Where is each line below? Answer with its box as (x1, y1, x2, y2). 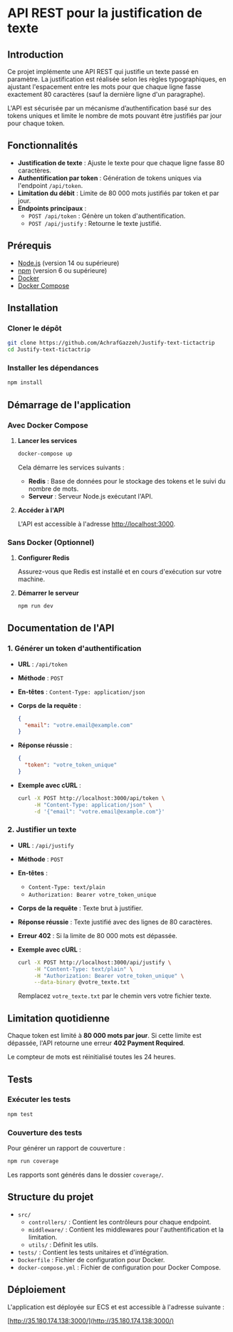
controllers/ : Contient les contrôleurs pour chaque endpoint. (28, 1217, 212, 1226)
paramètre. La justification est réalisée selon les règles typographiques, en (7, 75, 227, 83)
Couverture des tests (7, 1128, 83, 1138)
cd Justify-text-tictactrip (7, 346, 91, 353)
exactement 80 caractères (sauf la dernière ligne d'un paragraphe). (7, 90, 205, 98)
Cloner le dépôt (7, 323, 62, 333)
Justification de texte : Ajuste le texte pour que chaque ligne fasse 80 (17, 158, 225, 167)
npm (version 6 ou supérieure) (17, 266, 108, 275)
